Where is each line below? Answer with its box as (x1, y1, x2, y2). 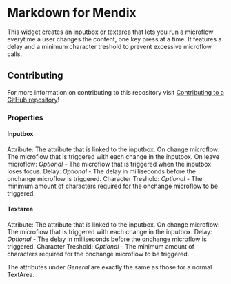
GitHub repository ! (7, 95, 60, 104)
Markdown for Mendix (7, 5, 137, 21)
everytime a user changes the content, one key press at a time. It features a (7, 35, 222, 43)
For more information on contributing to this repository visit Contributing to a (7, 88, 224, 96)
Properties (7, 113, 43, 122)
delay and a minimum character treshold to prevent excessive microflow (7, 42, 212, 50)
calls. (7, 50, 23, 58)
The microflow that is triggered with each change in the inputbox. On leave (7, 152, 220, 160)
